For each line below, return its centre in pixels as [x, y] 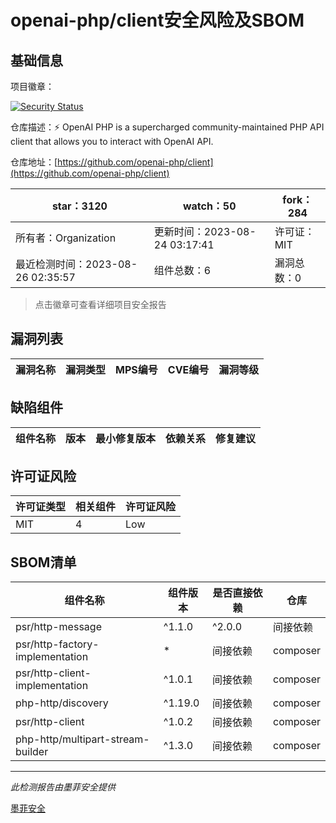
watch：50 [209, 206]
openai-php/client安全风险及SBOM [157, 20]
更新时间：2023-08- [205, 231]
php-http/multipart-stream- [82, 739]
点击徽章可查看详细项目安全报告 [100, 304]
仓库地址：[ [34, 162]
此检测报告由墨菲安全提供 [63, 787]
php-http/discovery [62, 703]
